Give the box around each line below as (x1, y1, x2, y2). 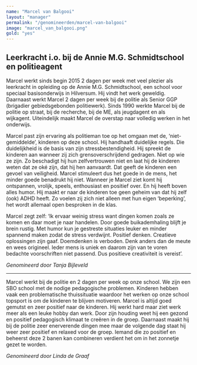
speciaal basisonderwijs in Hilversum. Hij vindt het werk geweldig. (6, 89, 166, 97)
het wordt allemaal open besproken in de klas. (6, 201, 117, 208)
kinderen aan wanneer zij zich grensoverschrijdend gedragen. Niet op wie (6, 151, 185, 158)
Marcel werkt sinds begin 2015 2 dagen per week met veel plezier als (6, 77, 174, 84)
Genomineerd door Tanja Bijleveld (6, 261, 88, 268)
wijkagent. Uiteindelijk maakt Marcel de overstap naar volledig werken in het (6, 114, 191, 121)
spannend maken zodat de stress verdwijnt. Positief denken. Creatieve (6, 231, 177, 238)
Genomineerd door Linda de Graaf (6, 352, 90, 359)
